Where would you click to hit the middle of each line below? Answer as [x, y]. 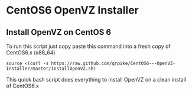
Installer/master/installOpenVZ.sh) [51, 69]
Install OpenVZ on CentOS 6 [58, 32]
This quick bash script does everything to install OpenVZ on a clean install [96, 80]
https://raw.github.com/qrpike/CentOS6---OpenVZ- [113, 63]
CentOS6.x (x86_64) [31, 53]
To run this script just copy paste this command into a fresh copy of [88, 46]
